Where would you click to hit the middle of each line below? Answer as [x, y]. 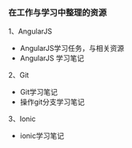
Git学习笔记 [39, 92]
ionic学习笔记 [42, 136]
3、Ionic [22, 119]
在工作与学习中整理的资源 [58, 12]
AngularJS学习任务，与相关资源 [72, 49]
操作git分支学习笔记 [52, 102]
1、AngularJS [30, 31]
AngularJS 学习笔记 [52, 58]
